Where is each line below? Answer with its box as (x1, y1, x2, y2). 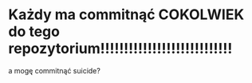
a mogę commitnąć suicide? (8, 65, 101, 75)
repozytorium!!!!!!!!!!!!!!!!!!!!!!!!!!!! (8, 40, 233, 57)
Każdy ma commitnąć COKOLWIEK (8, 6, 245, 24)
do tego (8, 22, 60, 41)
